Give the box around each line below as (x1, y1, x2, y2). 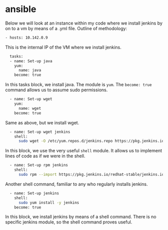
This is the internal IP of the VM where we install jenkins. (5, 44, 121, 50)
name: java (18, 68, 41, 73)
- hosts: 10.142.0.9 (5, 35, 48, 40)
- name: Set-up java (9, 59, 52, 64)
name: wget (18, 106, 41, 111)
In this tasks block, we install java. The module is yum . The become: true (5, 82, 152, 88)
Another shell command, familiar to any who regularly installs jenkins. (5, 181, 148, 187)
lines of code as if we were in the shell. (5, 153, 85, 159)
